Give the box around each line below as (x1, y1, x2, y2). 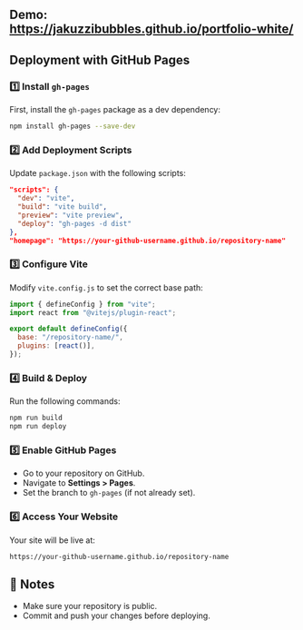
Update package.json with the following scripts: (9, 168, 186, 179)
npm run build (9, 413, 64, 423)
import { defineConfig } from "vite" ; (9, 300, 156, 309)
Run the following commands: (9, 396, 121, 407)
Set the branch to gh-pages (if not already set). (22, 487, 196, 498)
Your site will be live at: (9, 535, 95, 546)
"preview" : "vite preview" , (17, 211, 124, 220)
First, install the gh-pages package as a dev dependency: (9, 104, 220, 115)
